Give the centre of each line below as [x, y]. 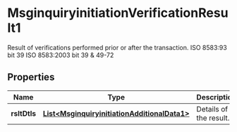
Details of [212, 109]
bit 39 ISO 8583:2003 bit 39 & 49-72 [61, 55]
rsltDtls [24, 113]
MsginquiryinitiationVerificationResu [118, 13]
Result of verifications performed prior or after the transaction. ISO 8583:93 [117, 47]
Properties [31, 77]
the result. [213, 118]
